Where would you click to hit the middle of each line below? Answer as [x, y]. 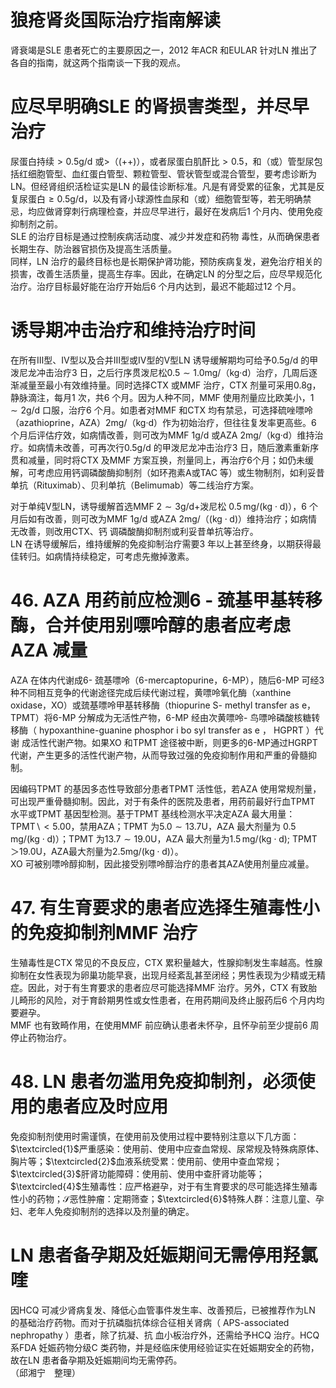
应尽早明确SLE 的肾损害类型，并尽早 [160, 107]
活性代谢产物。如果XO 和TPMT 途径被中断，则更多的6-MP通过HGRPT [173, 742]
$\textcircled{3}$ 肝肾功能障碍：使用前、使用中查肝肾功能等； [137, 1173]
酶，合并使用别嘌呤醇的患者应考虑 [151, 625]
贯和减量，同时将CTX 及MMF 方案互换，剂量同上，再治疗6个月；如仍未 [157, 460]
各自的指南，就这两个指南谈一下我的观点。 [98, 62]
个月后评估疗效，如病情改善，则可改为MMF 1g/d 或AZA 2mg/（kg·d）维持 [162, 435]
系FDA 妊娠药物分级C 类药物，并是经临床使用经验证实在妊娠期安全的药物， [165, 1347]
